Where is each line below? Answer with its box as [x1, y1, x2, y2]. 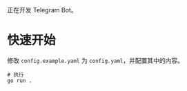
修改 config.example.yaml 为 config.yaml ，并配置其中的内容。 [7, 56, 184, 64]
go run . [7, 77, 32, 84]
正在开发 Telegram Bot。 [7, 6, 77, 14]
